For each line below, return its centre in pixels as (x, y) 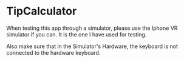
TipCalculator (42, 11)
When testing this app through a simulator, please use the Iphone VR (92, 28)
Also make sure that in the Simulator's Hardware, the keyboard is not (92, 46)
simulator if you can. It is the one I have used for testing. (77, 34)
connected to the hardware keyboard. (53, 52)
